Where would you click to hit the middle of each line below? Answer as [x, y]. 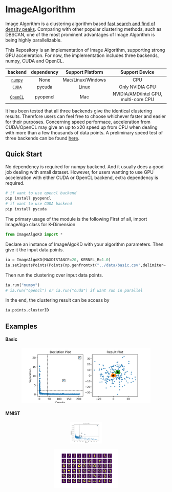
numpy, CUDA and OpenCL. [35, 61]
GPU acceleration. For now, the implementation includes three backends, [82, 55]
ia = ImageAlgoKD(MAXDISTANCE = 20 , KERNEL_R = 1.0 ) [58, 260]
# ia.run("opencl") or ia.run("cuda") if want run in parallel [74, 290]
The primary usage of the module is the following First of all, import [76, 219]
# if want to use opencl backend [41, 193]
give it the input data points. [35, 249]
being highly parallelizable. [34, 40]
